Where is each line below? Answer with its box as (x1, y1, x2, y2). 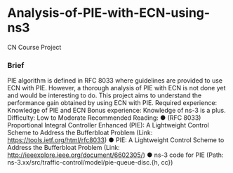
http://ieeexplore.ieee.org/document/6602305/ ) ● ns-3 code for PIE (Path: (7, 151, 224, 159)
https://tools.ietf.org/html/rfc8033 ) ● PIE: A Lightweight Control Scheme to (7, 136, 225, 144)
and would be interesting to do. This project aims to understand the (7, 91, 202, 99)
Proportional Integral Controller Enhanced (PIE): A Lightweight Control (7, 121, 209, 130)
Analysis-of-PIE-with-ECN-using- (7, 5, 211, 21)
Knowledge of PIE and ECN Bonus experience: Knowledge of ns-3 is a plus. (7, 106, 226, 115)
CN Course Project (7, 43, 62, 51)
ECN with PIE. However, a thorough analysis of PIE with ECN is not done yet (7, 84, 226, 92)
